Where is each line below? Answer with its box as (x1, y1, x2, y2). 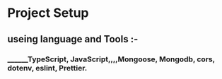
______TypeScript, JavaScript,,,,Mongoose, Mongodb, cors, (7, 54, 216, 64)
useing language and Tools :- (7, 33, 139, 45)
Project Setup (7, 5, 90, 21)
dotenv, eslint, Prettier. (7, 63, 88, 73)
